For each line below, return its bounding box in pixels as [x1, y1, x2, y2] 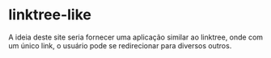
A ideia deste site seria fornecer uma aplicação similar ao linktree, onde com [8, 32, 264, 42]
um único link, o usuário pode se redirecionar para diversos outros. [8, 40, 232, 50]
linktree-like [8, 6, 91, 24]
